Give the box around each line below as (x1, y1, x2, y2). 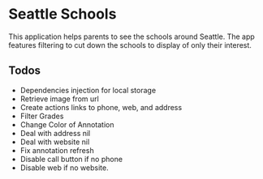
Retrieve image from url (19, 94, 99, 104)
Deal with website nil (19, 137, 90, 147)
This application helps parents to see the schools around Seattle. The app (8, 32, 256, 41)
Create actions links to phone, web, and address (19, 102, 183, 112)
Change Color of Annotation (19, 119, 114, 130)
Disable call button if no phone (19, 154, 123, 164)
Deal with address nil (19, 128, 91, 138)
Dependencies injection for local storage (19, 85, 157, 95)
